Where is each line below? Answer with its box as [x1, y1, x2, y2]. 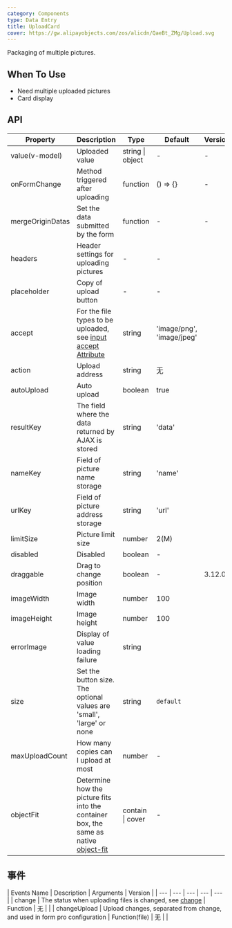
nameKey [10, 468, 41, 477]
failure [76, 655, 97, 664]
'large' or [76, 718, 106, 727]
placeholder [10, 286, 50, 296]
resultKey [10, 422, 41, 432]
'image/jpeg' [156, 332, 197, 342]
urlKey [10, 505, 32, 515]
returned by [76, 426, 115, 436]
